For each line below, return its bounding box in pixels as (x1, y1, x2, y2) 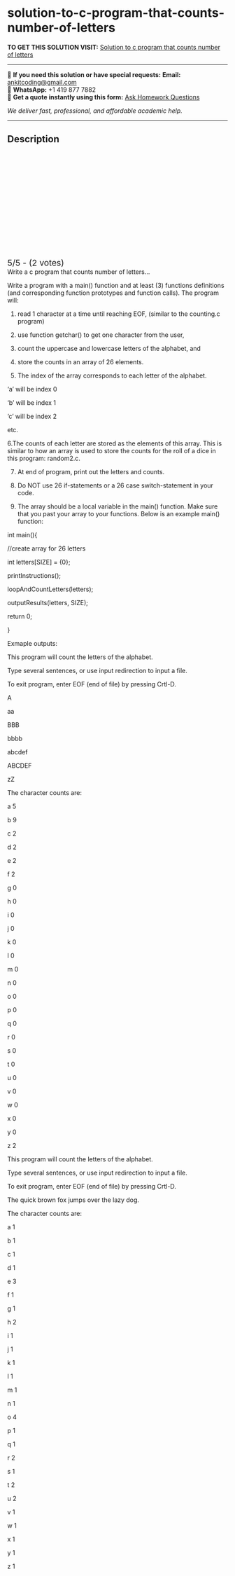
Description (7, 133, 59, 145)
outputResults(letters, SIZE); (7, 598, 89, 607)
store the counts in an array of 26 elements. (17, 357, 144, 366)
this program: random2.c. (7, 454, 80, 462)
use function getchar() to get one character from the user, (17, 331, 185, 339)
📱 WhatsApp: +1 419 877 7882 (7, 85, 97, 94)
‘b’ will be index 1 (7, 398, 57, 407)
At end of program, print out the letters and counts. (17, 467, 165, 476)
